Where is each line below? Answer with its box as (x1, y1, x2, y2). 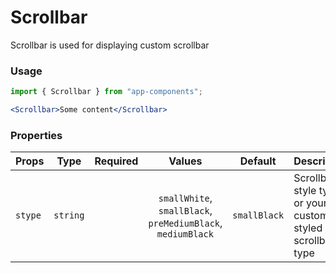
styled (293, 221, 323, 235)
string (53, 210, 85, 221)
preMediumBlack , (148, 216, 223, 230)
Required (94, 154, 139, 168)
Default (239, 154, 277, 168)
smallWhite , (158, 191, 213, 205)
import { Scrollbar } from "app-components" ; (10, 87, 203, 97)
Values (168, 154, 203, 168)
